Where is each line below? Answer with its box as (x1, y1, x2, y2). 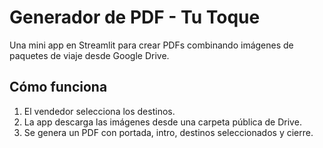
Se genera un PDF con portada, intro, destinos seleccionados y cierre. (23, 126, 314, 138)
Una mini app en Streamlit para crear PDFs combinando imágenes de (9, 39, 294, 51)
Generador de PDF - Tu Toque (9, 6, 261, 29)
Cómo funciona (9, 79, 108, 96)
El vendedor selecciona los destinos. (23, 105, 176, 117)
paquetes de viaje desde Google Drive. (9, 49, 170, 61)
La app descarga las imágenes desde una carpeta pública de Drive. (23, 116, 302, 128)
